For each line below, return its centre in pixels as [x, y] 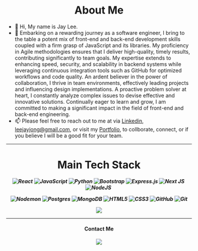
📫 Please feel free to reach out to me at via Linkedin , [79, 121]
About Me [99, 10]
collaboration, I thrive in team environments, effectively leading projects [102, 82]
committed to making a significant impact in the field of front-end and [99, 108]
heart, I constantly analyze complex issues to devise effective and [95, 95]
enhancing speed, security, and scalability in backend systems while [98, 64]
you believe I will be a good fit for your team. [69, 136]
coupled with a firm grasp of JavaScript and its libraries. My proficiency [102, 45]
